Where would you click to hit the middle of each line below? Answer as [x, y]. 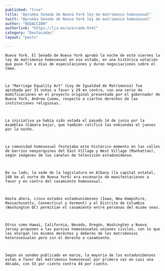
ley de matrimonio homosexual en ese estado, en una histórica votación [82, 60]
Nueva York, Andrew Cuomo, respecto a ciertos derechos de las [72, 99]
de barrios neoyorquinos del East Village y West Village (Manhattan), [80, 151]
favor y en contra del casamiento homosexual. [54, 181]
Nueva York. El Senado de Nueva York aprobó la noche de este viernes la [83, 55]
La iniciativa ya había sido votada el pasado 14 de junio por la [75, 120]
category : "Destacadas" [30, 33]
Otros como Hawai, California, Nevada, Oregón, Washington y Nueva [76, 225]
